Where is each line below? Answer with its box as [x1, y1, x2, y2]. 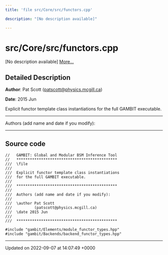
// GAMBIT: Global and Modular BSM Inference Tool [5, 153, 117, 158]
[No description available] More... [5, 58, 74, 65]
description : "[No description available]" [5, 16, 97, 21]
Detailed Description [5, 73, 71, 81]
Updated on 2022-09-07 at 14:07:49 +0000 [5, 245, 95, 251]
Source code [5, 139, 46, 148]
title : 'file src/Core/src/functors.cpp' [5, 7, 93, 12]
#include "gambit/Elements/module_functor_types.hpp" [5, 227, 120, 232]
